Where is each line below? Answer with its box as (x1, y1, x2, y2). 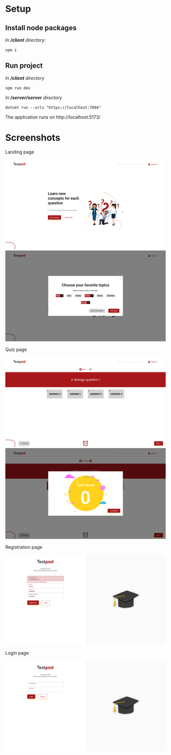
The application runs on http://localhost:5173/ (5, 114, 101, 120)
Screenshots (5, 132, 61, 143)
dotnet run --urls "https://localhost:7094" (5, 105, 101, 110)
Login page (5, 650, 29, 656)
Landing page (5, 149, 35, 155)
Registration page (5, 544, 42, 550)
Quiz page (5, 346, 27, 352)
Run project (5, 61, 43, 70)
